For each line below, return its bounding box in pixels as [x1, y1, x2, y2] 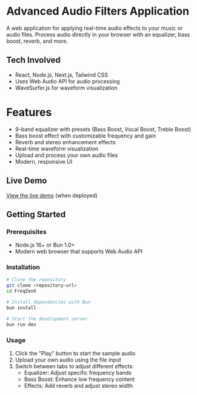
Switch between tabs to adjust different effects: [15, 362, 134, 369]
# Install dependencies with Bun [6, 299, 91, 306]
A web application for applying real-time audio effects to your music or [6, 24, 183, 32]
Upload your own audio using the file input [15, 356, 121, 363]
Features [6, 105, 52, 119]
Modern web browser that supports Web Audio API [15, 248, 143, 255]
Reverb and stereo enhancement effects [15, 138, 116, 145]
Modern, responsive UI [15, 158, 73, 165]
